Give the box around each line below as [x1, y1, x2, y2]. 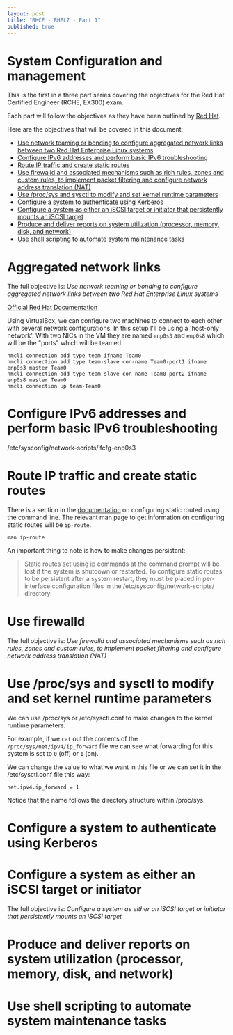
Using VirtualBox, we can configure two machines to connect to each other [7, 317, 223, 325]
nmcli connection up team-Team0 [7, 383, 101, 390]
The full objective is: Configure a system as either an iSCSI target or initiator [7, 905, 226, 913]
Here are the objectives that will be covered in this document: [7, 125, 184, 134]
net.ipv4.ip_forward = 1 [7, 784, 79, 791]
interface [24, 582, 51, 590]
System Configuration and [7, 53, 163, 69]
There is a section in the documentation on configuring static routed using [7, 506, 220, 514]
